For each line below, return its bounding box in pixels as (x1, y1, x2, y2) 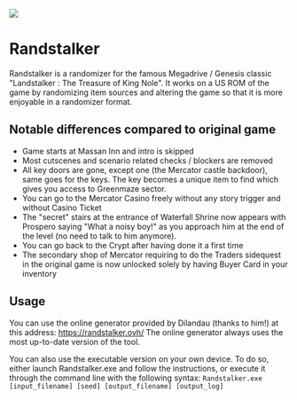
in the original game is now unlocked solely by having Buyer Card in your (21, 258, 288, 270)
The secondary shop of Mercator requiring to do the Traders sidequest (21, 249, 282, 260)
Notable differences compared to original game (9, 122, 277, 137)
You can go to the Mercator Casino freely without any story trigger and (21, 192, 281, 203)
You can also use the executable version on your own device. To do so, (9, 353, 270, 364)
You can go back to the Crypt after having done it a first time (21, 239, 244, 250)
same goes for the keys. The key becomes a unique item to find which (21, 174, 279, 184)
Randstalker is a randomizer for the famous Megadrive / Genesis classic (9, 67, 272, 79)
